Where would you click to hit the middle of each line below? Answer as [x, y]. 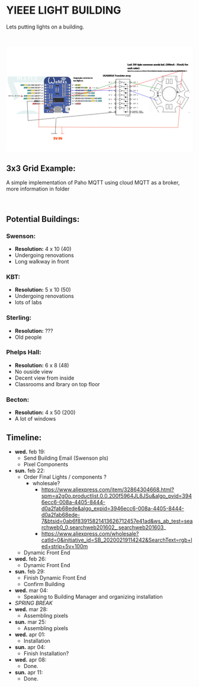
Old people [28, 337]
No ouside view [34, 371]
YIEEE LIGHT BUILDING [64, 10]
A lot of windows [35, 419]
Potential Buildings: [43, 219]
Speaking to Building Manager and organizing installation [93, 596]
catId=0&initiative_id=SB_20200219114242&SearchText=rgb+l [117, 540]
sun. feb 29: [30, 571]
